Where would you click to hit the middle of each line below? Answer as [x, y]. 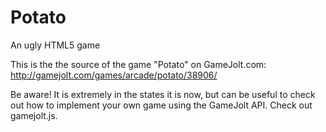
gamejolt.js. [34, 115]
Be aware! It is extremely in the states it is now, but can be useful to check [163, 94]
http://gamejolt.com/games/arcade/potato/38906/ [114, 75]
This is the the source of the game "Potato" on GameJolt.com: [138, 64]
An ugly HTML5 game [55, 45]
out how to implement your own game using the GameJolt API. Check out [161, 105]
